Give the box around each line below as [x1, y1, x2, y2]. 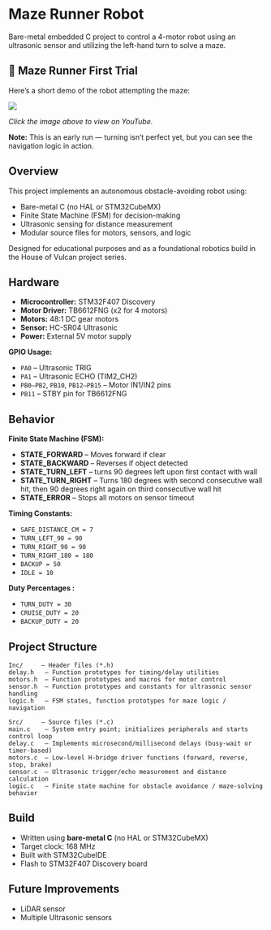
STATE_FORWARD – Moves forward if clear [19, 450, 166, 460]
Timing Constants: [8, 508, 73, 518]
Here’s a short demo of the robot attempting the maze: [8, 85, 191, 95]
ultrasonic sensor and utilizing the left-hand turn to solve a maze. [8, 40, 226, 50]
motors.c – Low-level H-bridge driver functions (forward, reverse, [8, 754, 249, 762]
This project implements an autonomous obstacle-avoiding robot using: [8, 186, 247, 196]
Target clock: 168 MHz [19, 841, 96, 851]
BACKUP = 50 [19, 560, 61, 569]
